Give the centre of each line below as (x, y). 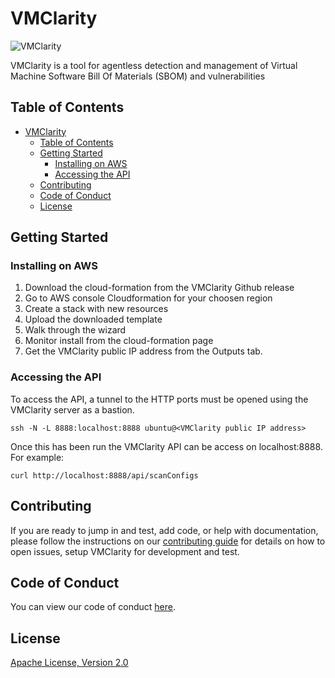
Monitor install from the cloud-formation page (119, 341)
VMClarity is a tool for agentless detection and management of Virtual (154, 65)
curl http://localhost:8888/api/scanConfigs (104, 475)
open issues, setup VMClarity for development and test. (125, 551)
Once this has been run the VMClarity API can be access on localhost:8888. (166, 446)
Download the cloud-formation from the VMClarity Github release (159, 288)
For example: (37, 457)
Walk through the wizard (75, 330)
